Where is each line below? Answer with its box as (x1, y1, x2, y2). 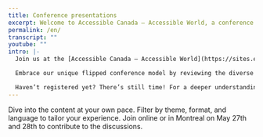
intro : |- (8, 48, 41, 56)
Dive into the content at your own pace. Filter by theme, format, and (8, 105, 227, 114)
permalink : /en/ (8, 26, 61, 34)
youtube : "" (8, 41, 47, 49)
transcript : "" (8, 33, 58, 41)
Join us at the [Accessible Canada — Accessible (15, 56, 177, 63)
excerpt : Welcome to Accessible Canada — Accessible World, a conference (8, 19, 254, 27)
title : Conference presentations (8, 11, 117, 20)
